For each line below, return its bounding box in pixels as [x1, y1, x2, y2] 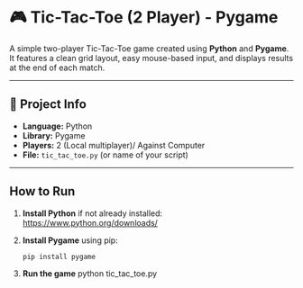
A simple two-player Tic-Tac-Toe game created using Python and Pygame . [9, 42, 289, 54]
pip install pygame [22, 252, 96, 261]
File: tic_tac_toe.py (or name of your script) [22, 149, 189, 160]
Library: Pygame [22, 130, 86, 140]
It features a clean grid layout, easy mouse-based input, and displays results [9, 52, 294, 63]
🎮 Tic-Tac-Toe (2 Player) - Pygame [9, 7, 279, 28]
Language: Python [22, 121, 93, 131]
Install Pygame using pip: [22, 235, 119, 246]
